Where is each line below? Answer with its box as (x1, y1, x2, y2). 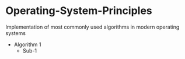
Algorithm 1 (13, 41, 41, 48)
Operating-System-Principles (5, 4, 152, 18)
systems (5, 29, 26, 36)
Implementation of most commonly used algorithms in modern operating (5, 23, 180, 30)
